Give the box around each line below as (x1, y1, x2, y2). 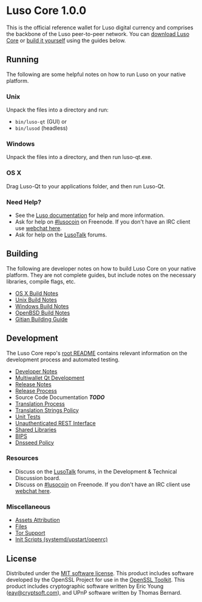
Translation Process (15, 400, 65, 407)
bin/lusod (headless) (15, 124, 68, 132)
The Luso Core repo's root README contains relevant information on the (6, 349, 187, 356)
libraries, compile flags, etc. (6, 278, 76, 285)
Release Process (15, 387, 58, 394)
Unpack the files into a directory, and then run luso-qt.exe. (6, 154, 153, 161)
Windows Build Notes (15, 302, 69, 310)
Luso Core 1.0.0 (6, 4, 87, 18)
